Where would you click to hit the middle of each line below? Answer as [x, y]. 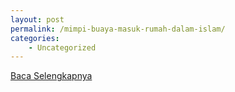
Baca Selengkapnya [51, 76]
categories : [35, 38]
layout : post [37, 19]
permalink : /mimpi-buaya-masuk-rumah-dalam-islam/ [118, 29]
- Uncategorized [62, 47]
